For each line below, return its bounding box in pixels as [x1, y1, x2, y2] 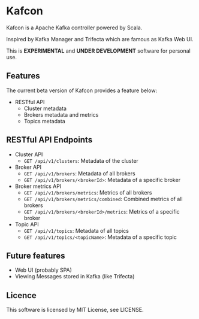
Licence [6, 290, 37, 300]
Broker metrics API [14, 183, 62, 190]
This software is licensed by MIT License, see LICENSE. [6, 306, 144, 314]
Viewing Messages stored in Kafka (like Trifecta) [14, 273, 135, 280]
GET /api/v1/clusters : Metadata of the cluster [23, 157, 139, 164]
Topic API [14, 220, 39, 228]
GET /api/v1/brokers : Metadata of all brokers [23, 169, 136, 177]
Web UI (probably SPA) [14, 266, 72, 274]
